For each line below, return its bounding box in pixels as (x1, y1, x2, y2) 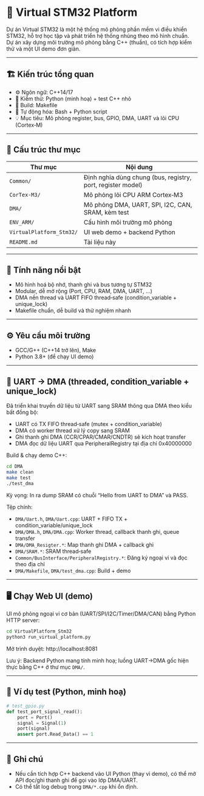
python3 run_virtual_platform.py (6, 634, 91, 641)
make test (6, 475, 32, 481)
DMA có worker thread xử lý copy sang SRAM (15, 427, 131, 434)
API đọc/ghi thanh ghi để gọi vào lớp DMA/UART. (15, 776, 138, 784)
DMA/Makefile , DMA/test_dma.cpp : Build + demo (15, 567, 131, 574)
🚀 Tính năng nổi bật (6, 265, 81, 275)
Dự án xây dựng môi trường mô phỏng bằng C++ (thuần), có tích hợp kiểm (6, 38, 192, 46)
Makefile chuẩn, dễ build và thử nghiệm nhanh (15, 307, 132, 314)
